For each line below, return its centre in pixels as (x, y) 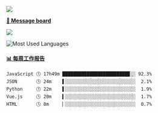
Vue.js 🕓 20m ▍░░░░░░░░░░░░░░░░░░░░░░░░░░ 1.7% (79, 97)
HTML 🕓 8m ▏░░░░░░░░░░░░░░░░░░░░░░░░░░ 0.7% (79, 105)
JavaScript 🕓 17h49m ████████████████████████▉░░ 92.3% (79, 74)
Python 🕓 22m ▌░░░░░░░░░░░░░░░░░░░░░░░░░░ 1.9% (79, 89)
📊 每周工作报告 (26, 58)
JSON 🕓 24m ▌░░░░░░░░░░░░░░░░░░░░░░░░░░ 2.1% (79, 82)
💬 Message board (29, 21)
